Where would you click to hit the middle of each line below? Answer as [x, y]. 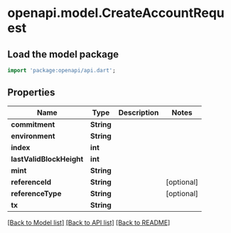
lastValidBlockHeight [47, 159]
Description [139, 113]
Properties [31, 92]
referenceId [31, 182]
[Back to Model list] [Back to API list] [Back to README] [89, 222]
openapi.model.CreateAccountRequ [116, 13]
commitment [33, 124]
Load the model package [63, 54]
